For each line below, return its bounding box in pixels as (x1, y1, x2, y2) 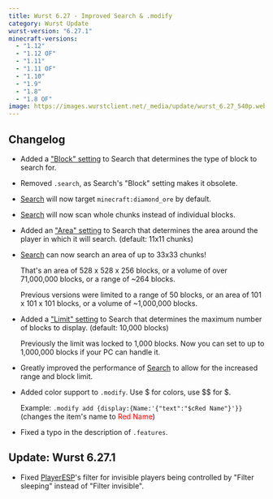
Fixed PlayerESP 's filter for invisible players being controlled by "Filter (19, 472, 254, 482)
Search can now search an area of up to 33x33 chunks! (19, 249, 207, 260)
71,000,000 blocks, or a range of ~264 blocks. (19, 273, 176, 284)
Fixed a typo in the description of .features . (19, 427, 168, 437)
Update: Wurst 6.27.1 (8, 451, 116, 465)
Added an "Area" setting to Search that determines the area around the (19, 225, 258, 235)
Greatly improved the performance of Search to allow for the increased (19, 363, 258, 372)
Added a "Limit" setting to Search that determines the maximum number (19, 314, 262, 324)
